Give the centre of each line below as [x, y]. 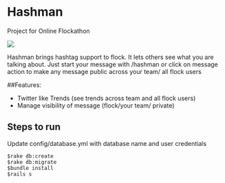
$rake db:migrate [32, 162]
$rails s [20, 174]
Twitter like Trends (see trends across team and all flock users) [106, 98]
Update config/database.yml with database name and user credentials [107, 143]
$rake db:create [30, 156]
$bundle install [30, 168]
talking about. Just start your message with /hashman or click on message [112, 64]
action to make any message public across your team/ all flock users [104, 71]
